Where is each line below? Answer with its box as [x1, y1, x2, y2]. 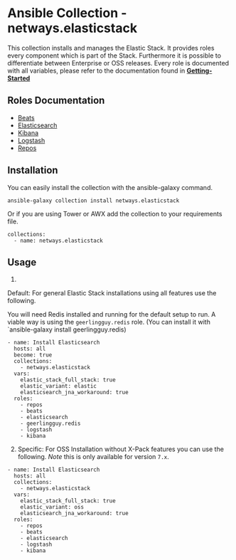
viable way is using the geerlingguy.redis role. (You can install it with [7, 318, 211, 327]
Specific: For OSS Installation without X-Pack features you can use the [17, 445, 224, 453]
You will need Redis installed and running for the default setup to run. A [7, 310, 216, 319]
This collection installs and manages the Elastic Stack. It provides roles [7, 43, 215, 52]
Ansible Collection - [7, 5, 127, 21]
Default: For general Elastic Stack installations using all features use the [7, 289, 217, 297]
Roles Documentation [7, 95, 105, 107]
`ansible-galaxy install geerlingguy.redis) [7, 325, 127, 334]
